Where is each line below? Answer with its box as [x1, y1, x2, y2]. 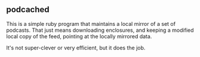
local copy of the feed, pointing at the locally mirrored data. [6, 32, 152, 40]
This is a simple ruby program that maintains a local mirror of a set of [6, 20, 176, 27]
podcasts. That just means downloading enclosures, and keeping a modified [6, 26, 194, 33]
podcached [6, 5, 50, 15]
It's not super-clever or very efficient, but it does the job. [6, 44, 146, 51]
